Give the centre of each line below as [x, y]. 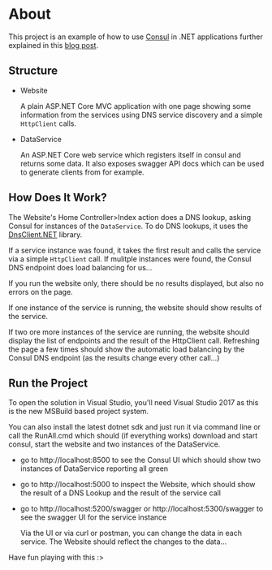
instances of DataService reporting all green [94, 469]
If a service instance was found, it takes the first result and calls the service [135, 250]
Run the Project [48, 383]
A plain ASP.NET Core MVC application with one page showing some [136, 106]
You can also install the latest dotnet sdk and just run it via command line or [135, 427]
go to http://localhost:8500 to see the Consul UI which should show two [140, 460]
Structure [33, 71]
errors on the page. [41, 291]
